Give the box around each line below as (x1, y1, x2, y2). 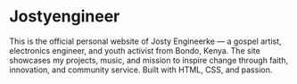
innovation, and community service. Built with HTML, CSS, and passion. (9, 64, 273, 75)
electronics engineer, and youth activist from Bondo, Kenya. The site (9, 45, 260, 55)
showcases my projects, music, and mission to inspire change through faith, (9, 55, 288, 65)
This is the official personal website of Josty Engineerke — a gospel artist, (9, 36, 283, 46)
